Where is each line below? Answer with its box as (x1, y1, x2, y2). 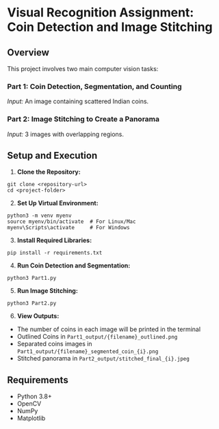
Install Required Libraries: (16, 236, 92, 244)
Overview (7, 47, 50, 58)
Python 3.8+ (16, 392, 53, 401)
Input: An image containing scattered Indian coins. (7, 97, 149, 105)
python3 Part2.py (7, 300, 57, 307)
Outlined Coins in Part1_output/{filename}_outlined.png (16, 333, 178, 341)
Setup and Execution (7, 149, 98, 161)
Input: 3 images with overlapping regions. (7, 130, 125, 138)
